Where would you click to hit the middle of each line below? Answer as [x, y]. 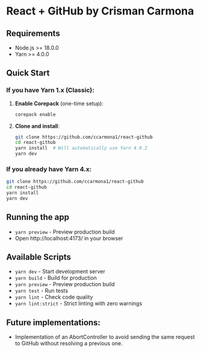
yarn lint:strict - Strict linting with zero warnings [79, 304]
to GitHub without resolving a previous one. [69, 343]
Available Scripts [39, 257]
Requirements [33, 33]
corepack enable [35, 114]
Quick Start [28, 73]
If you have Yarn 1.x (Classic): [50, 90]
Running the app [38, 217]
